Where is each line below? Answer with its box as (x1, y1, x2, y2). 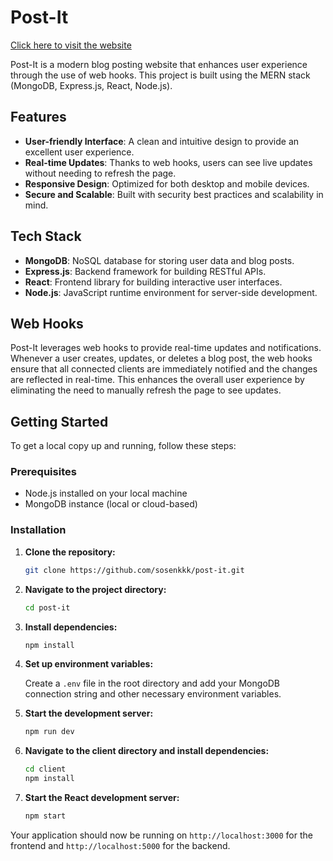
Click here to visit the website (10, 39, 132, 51)
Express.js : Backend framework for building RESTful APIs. (24, 265, 267, 277)
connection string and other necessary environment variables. (24, 688, 282, 700)
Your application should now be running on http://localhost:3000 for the (10, 829, 313, 841)
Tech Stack (10, 228, 82, 245)
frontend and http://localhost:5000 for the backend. (10, 839, 231, 851)
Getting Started (10, 413, 109, 430)
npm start (24, 811, 67, 821)
